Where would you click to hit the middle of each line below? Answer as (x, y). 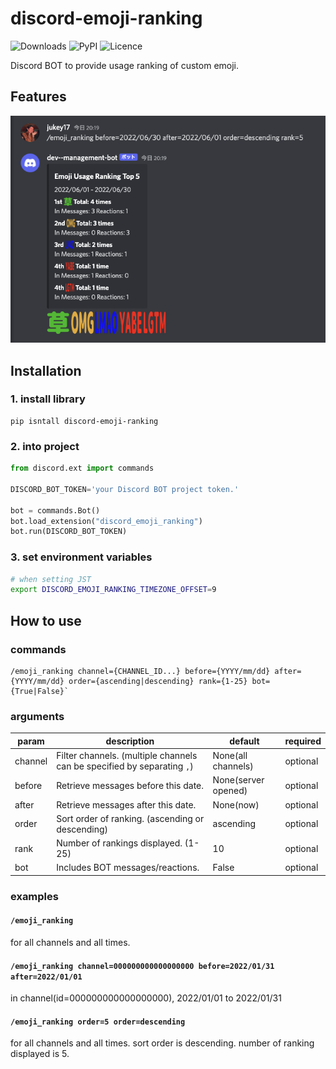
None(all (230, 756)
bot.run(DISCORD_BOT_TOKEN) (69, 532)
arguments (37, 716)
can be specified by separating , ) (125, 766)
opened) (230, 791)
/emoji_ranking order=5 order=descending (98, 1022)
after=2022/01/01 (46, 977)
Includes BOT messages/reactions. (128, 868)
